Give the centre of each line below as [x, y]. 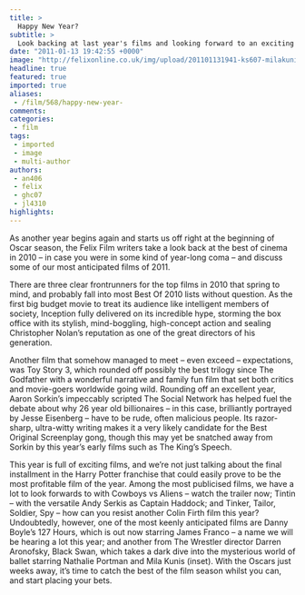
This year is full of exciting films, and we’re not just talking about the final [146, 464]
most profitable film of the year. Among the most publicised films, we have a [152, 483]
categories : [32, 119]
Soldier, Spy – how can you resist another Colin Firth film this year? [134, 512]
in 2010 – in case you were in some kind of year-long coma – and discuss [146, 257]
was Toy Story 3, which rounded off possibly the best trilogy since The [142, 370]
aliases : [26, 94]
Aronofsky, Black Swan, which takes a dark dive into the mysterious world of [152, 551]
